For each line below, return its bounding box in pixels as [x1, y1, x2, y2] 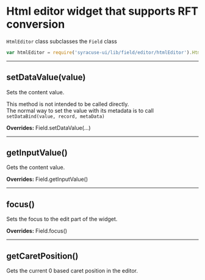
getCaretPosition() [6, 251, 79, 261]
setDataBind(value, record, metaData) [6, 113, 105, 119]
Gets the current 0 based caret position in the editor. [6, 267, 138, 274]
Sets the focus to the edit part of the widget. [6, 216, 118, 223]
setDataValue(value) [6, 72, 86, 83]
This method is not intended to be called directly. [6, 100, 129, 108]
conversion [6, 17, 65, 31]
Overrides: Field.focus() [6, 227, 68, 235]
